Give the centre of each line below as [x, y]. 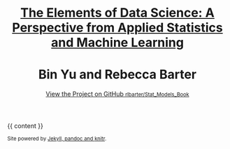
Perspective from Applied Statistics [117, 28]
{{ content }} [25, 126]
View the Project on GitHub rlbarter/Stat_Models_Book [117, 94]
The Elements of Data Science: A [117, 13]
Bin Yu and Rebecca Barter [117, 74]
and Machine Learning [117, 43]
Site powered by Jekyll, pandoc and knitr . [57, 139]
